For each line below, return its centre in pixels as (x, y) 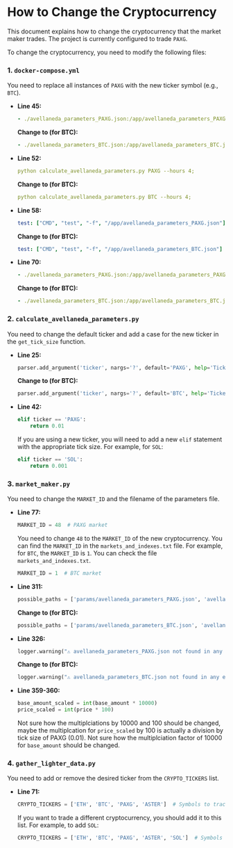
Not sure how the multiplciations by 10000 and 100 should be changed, (119, 723)
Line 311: (30, 586)
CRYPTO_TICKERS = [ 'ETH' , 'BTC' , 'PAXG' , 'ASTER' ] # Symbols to (113, 805)
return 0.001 (49, 466)
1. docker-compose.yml (43, 70)
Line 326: (31, 638)
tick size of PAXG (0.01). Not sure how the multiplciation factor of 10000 (120, 738)
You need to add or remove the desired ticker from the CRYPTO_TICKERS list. (113, 778)
